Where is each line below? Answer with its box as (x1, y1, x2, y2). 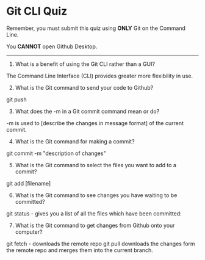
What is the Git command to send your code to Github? (15, 84, 154, 91)
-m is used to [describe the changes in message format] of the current (6, 119, 184, 126)
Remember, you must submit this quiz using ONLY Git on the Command (6, 24, 186, 32)
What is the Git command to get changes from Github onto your (15, 222, 175, 229)
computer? (15, 228, 43, 236)
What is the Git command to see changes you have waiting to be (15, 191, 178, 199)
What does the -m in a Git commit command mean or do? (15, 107, 160, 115)
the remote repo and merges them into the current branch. (6, 246, 154, 254)
